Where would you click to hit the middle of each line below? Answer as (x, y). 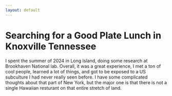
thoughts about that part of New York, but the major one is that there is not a (86, 82)
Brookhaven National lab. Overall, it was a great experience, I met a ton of (83, 66)
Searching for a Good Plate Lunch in (83, 35)
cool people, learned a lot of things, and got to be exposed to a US (76, 71)
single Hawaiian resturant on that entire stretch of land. (63, 88)
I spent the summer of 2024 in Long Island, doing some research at (77, 61)
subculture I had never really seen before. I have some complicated (77, 77)
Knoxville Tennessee (51, 46)
